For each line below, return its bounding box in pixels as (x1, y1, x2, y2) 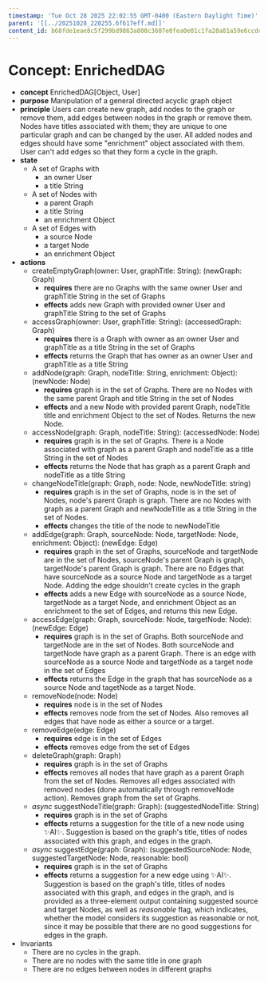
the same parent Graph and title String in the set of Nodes (43, 394, 234, 403)
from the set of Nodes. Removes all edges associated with (43, 776, 235, 786)
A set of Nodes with (31, 190, 97, 199)
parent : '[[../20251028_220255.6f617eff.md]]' (8, 19, 166, 27)
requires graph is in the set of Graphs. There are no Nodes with (43, 385, 253, 395)
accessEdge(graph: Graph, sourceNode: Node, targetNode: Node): (31, 615, 252, 624)
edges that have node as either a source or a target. (43, 717, 215, 727)
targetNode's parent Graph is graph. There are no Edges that (43, 563, 245, 573)
